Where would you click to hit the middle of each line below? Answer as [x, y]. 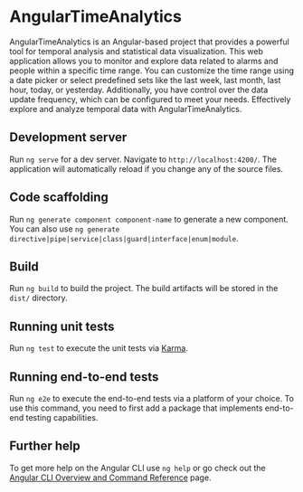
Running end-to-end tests [84, 377]
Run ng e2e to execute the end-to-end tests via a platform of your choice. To [152, 398]
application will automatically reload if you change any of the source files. [146, 168]
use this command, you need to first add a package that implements [136, 408]
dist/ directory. [38, 298]
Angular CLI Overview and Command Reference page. [110, 478]
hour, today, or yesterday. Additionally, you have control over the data [139, 90]
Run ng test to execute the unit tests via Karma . [99, 348]
